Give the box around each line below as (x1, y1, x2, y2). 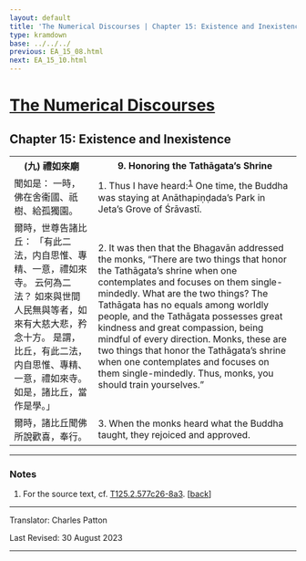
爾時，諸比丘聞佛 (14, 417, 88, 429)
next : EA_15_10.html (9, 56, 88, 65)
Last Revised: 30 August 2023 (9, 533, 123, 544)
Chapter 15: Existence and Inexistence (9, 131, 232, 147)
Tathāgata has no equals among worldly (97, 298, 269, 311)
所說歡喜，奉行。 (14, 431, 88, 442)
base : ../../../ (9, 38, 71, 48)
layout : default (9, 13, 71, 23)
